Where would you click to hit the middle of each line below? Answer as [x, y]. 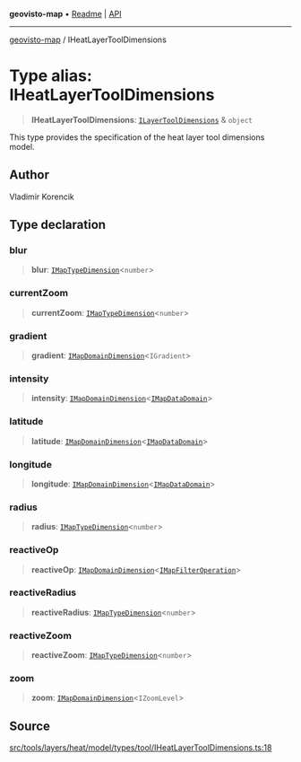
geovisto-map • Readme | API [66, 14]
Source [30, 726]
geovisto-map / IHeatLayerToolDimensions [88, 39]
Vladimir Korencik [42, 197]
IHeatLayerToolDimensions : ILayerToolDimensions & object [142, 119]
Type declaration [57, 225]
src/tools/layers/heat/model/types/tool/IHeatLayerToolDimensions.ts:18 [141, 748]
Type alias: [51, 76]
